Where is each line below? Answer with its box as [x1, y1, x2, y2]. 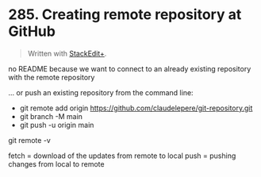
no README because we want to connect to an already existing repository [8, 63, 251, 73]
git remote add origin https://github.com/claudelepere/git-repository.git [19, 103, 253, 113]
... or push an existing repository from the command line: [8, 87, 194, 97]
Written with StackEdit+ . [27, 48, 107, 58]
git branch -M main [19, 111, 83, 121]
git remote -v [8, 135, 52, 144]
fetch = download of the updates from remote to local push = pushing [8, 151, 236, 160]
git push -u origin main [19, 120, 94, 129]
